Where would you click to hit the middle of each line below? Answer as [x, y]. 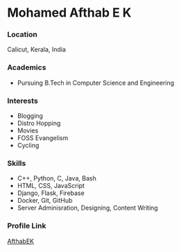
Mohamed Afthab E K [69, 13]
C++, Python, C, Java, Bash [57, 178]
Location [23, 35]
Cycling [28, 145]
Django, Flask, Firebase [51, 193]
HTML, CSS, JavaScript [51, 186]
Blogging [30, 116]
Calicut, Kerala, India [36, 49]
